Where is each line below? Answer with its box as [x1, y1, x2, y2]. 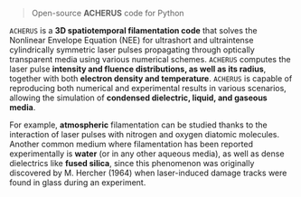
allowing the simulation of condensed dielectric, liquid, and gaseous [9, 92, 268, 103]
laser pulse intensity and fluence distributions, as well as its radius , [9, 63, 267, 74]
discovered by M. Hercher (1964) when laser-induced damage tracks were [9, 167, 287, 178]
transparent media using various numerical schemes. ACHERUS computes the [9, 54, 291, 64]
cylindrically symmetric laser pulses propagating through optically [9, 44, 255, 55]
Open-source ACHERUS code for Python [31, 8, 184, 18]
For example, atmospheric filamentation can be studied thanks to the [9, 119, 268, 130]
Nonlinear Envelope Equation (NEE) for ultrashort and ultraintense [9, 35, 254, 45]
